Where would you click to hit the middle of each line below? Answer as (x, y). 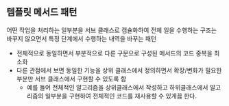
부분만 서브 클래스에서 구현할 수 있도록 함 (71, 79)
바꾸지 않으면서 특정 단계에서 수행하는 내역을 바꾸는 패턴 (82, 38)
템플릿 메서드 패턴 (42, 12)
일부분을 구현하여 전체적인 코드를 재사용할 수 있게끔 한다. (121, 96)
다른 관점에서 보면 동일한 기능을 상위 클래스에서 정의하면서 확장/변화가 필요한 (119, 70)
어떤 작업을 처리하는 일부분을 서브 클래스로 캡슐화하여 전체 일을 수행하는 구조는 (112, 30)
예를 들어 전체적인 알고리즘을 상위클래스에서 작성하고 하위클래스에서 (117, 87)
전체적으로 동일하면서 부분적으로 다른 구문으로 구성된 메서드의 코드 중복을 (114, 53)
